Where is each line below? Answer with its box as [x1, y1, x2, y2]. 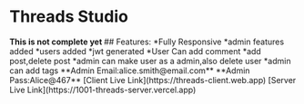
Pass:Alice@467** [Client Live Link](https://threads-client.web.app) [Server [9, 74, 297, 85]
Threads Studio [9, 6, 129, 27]
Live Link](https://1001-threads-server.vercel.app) [9, 84, 197, 95]
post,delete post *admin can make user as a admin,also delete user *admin [9, 55, 291, 66]
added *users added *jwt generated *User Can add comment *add [9, 45, 261, 56]
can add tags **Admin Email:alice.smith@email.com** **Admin [9, 65, 250, 76]
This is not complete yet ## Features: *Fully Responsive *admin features [9, 36, 285, 47]
